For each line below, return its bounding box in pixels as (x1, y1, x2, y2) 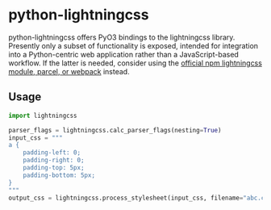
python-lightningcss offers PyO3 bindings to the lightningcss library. (8, 32, 236, 42)
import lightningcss (8, 111, 78, 120)
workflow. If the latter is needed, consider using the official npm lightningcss (8, 58, 262, 68)
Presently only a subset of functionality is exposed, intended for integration (8, 40, 259, 50)
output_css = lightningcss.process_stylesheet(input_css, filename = (8, 194, 244, 202)
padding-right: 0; (23, 156, 85, 165)
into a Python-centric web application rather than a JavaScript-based (8, 49, 240, 59)
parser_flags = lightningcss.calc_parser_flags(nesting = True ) (8, 126, 222, 134)
